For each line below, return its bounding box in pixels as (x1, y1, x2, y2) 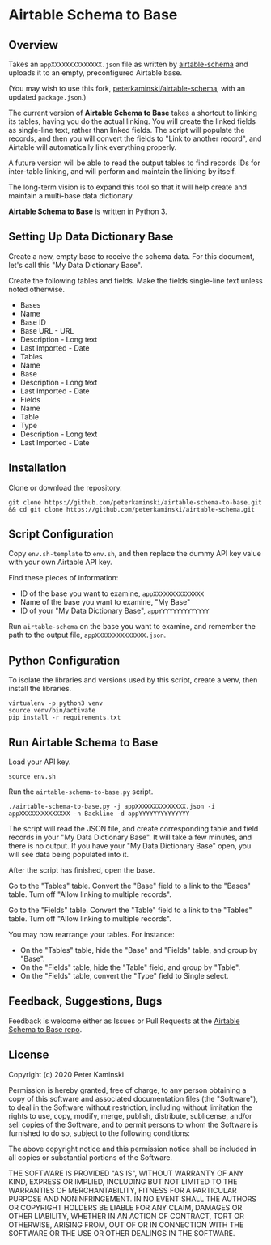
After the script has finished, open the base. (8, 865, 155, 875)
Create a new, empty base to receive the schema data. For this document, (8, 251, 255, 261)
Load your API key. (8, 757, 71, 767)
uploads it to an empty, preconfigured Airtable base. (8, 68, 183, 78)
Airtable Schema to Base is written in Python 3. (8, 206, 167, 216)
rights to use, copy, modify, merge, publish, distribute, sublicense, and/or (8, 1111, 252, 1120)
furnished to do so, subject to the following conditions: (8, 1128, 190, 1138)
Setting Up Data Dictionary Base (8, 230, 174, 244)
